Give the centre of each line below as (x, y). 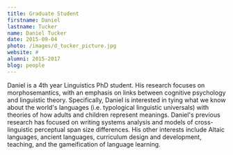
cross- (204, 122)
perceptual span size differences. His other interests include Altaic (129, 129)
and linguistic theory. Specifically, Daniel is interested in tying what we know (116, 100)
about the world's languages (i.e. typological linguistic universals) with (108, 107)
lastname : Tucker (32, 26)
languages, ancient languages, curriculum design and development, (104, 137)
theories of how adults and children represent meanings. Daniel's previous (114, 115)
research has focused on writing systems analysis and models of (100, 122)
